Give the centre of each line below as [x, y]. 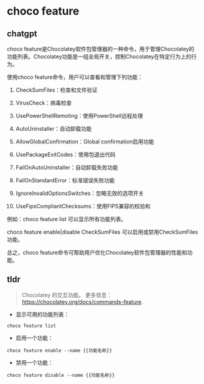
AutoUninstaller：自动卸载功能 [54, 129]
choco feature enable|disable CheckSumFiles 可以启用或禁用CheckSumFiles [103, 232]
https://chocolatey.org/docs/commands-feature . [82, 301]
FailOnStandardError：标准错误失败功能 [65, 180]
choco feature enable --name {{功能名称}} [59, 351]
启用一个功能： [34, 338]
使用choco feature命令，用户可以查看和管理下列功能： [75, 77]
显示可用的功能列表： [42, 314]
